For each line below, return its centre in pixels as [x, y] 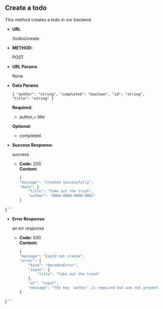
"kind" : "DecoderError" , [53, 265]
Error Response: [29, 219]
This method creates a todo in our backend [48, 19]
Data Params [25, 85]
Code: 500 [30, 238]
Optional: [22, 126]
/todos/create [26, 38]
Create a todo [26, 8]
